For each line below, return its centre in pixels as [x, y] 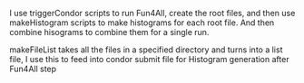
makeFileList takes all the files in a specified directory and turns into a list [146, 50]
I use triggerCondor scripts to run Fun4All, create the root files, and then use [152, 13]
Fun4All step [33, 69]
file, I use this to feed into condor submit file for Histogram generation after [149, 59]
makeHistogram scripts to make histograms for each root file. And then [142, 23]
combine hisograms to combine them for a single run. [109, 32]
